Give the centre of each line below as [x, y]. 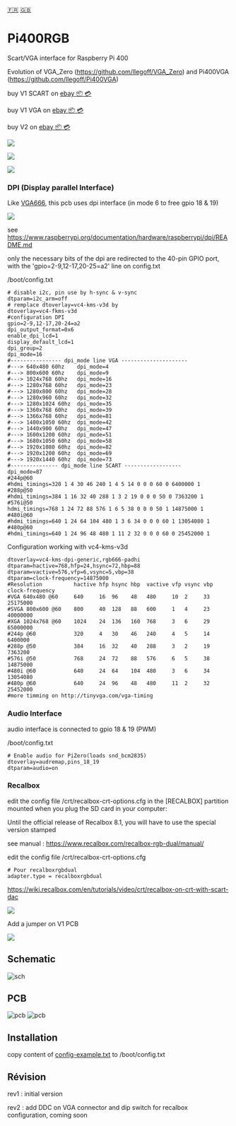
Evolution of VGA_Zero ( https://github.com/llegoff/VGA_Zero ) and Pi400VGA [118, 71]
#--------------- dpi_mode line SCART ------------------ [94, 466]
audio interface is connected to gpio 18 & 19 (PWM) [82, 729]
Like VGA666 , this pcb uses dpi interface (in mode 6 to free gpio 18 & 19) [113, 203]
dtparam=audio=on [33, 768]
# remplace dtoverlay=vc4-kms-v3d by [63, 305]
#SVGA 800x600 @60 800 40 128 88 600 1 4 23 [109, 610]
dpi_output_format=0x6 [41, 330]
